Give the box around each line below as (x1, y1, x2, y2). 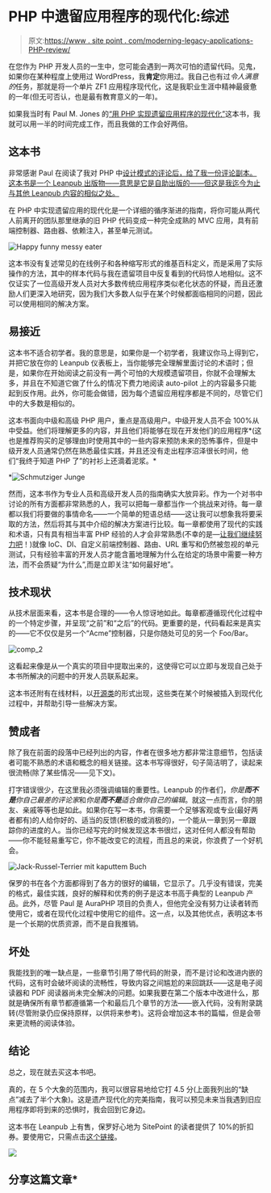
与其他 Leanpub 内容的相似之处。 (8, 188, 119, 198)
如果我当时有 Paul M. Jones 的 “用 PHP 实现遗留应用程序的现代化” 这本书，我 (8, 108, 261, 118)
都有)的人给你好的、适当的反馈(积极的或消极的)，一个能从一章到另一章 (15, 816, 250, 825)
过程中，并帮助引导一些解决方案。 (8, 698, 122, 708)
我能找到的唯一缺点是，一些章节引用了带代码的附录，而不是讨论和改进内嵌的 (8, 967, 263, 977)
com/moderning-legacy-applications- (128, 36, 254, 45)
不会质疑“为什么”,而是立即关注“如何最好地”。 (29, 559, 178, 569)
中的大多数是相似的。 (8, 398, 79, 408)
